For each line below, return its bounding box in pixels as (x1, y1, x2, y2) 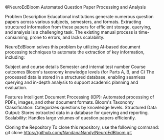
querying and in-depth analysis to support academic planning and (5, 79, 139, 85)
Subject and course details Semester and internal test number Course (5, 64, 146, 70)
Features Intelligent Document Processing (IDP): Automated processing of (5, 94, 154, 100)
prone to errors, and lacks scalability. (29, 34, 105, 40)
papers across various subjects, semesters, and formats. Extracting (5, 19, 141, 24)
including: (5, 54, 25, 60)
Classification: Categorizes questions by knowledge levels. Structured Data (5, 105, 157, 110)
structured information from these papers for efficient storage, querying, (5, 24, 152, 30)
